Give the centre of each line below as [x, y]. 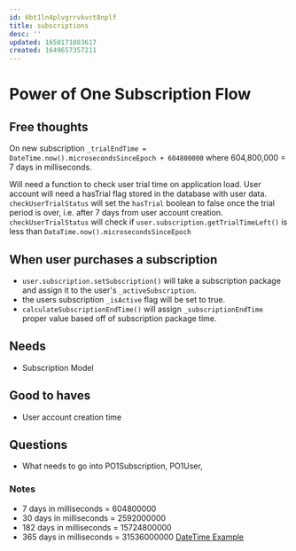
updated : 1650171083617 [53, 42]
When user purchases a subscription [113, 260]
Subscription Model [58, 367]
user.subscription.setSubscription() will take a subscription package [152, 280]
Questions [39, 445]
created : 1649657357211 [53, 51]
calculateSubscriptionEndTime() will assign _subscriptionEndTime [143, 309]
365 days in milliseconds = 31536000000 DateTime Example [133, 537]
